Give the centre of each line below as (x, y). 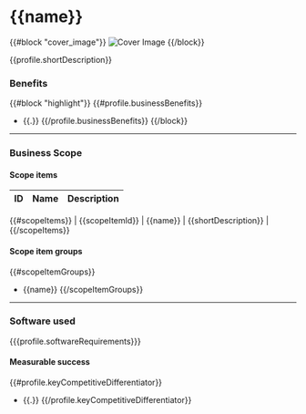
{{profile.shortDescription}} (61, 59)
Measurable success (50, 362)
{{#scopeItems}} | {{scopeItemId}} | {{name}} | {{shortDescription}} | (139, 221)
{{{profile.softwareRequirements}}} (75, 341)
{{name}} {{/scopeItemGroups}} (83, 289)
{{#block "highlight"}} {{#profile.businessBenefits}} (106, 103)
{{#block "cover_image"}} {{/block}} (107, 42)
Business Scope (46, 153)
